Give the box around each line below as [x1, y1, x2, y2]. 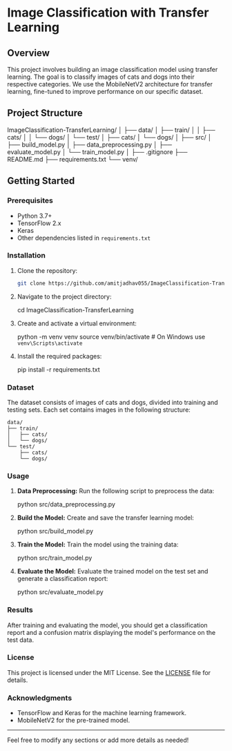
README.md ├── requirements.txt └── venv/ [7, 155, 138, 163]
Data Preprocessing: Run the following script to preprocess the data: [17, 487, 215, 495]
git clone [17, 280, 46, 287]
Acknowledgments [7, 693, 72, 703]
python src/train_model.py [17, 554, 93, 562]
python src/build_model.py [17, 527, 94, 535]
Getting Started [7, 175, 75, 187]
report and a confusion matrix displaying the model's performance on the [7, 628, 216, 636]
